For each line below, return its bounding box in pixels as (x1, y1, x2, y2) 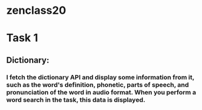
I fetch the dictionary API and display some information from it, (6, 73, 195, 81)
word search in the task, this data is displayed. (6, 96, 146, 104)
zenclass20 (6, 4, 67, 17)
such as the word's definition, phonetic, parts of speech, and (6, 81, 189, 89)
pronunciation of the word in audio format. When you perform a (6, 88, 197, 96)
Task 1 (6, 31, 38, 45)
